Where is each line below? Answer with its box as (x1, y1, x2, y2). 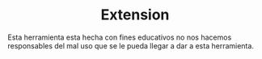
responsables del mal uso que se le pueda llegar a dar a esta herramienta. (7, 40, 254, 50)
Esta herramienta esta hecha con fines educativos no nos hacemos (7, 32, 232, 42)
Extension (100, 6, 170, 24)
